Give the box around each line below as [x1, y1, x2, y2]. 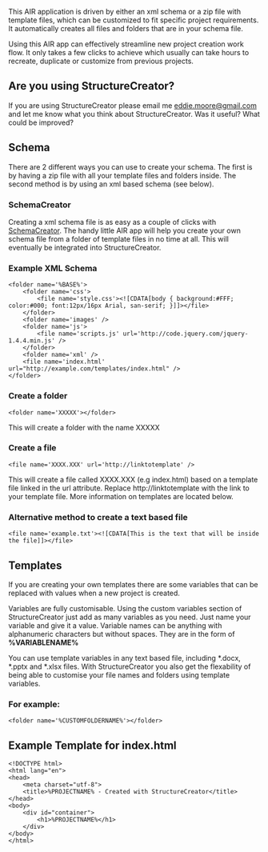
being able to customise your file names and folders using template [8, 670, 230, 679]
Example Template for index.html [8, 738, 178, 752]
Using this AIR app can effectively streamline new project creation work [8, 39, 244, 49]
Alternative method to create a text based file [8, 511, 188, 522]
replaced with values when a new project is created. [8, 588, 180, 598]
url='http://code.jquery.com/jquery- [122, 330, 249, 338]
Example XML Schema [8, 262, 98, 274]
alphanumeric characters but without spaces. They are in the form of [8, 629, 235, 638]
